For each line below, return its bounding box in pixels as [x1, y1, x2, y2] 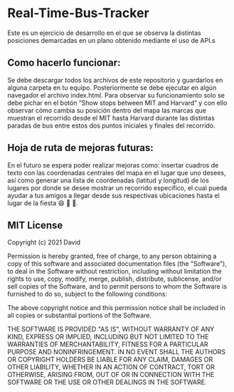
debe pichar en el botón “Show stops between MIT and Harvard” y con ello [7, 98, 228, 107]
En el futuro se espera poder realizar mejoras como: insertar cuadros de [7, 160, 219, 169]
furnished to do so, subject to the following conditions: [7, 290, 167, 299]
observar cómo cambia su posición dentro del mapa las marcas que [7, 105, 206, 115]
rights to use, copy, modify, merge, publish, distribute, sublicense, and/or [7, 274, 222, 283]
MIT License [7, 219, 63, 231]
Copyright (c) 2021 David [7, 238, 80, 247]
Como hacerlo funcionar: [7, 57, 121, 69]
